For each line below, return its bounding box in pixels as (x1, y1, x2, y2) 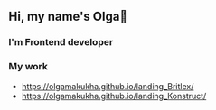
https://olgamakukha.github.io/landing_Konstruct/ (21, 90, 207, 101)
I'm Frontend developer (8, 36, 114, 49)
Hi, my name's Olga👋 (8, 9, 128, 24)
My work (8, 60, 49, 73)
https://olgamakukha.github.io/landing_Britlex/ (21, 80, 194, 91)
